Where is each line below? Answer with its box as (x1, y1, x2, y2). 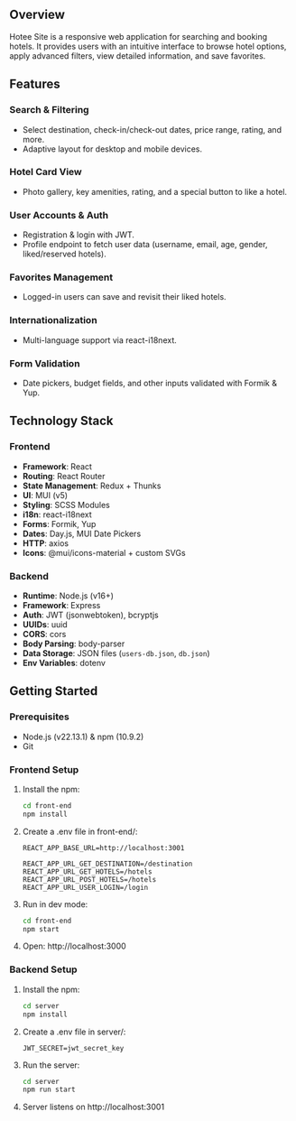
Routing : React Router (22, 470, 106, 481)
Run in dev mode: (22, 898, 88, 910)
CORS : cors (22, 628, 67, 639)
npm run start (22, 1085, 76, 1095)
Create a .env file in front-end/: (22, 826, 138, 837)
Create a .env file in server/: (22, 1026, 126, 1037)
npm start (22, 924, 60, 933)
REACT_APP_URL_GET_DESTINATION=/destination (22, 859, 193, 868)
